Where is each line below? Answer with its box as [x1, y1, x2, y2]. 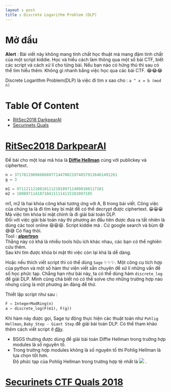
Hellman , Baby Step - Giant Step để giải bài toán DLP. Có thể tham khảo [5, 320, 157, 326]
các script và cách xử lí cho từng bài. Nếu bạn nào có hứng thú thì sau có [5, 62, 159, 68]
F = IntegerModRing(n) [5, 301, 54, 306]
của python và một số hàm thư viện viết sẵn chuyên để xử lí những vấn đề [5, 265, 161, 271]
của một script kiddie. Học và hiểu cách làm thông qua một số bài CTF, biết [5, 57, 164, 63]
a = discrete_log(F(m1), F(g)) [5, 306, 72, 311]
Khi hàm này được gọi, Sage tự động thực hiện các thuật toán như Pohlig [5, 315, 159, 321]
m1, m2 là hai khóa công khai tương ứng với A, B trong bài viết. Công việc [5, 200, 159, 206]
